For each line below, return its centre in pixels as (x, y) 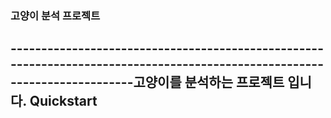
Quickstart (63, 101)
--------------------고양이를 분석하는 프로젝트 (147, 82)
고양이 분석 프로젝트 (55, 15)
